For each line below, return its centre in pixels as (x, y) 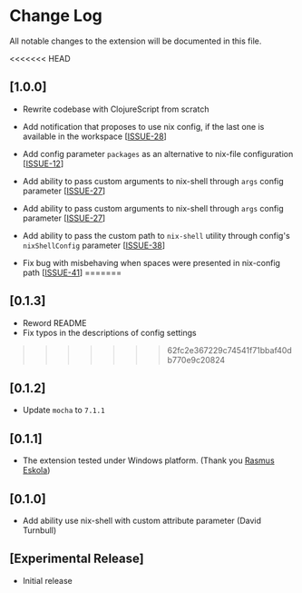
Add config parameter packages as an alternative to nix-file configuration (158, 153)
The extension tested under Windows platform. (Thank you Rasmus (148, 460)
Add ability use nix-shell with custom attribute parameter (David (141, 520)
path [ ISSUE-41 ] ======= (72, 272)
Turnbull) (39, 530)
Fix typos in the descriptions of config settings (109, 332)
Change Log (56, 16)
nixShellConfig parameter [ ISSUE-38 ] (94, 245)
